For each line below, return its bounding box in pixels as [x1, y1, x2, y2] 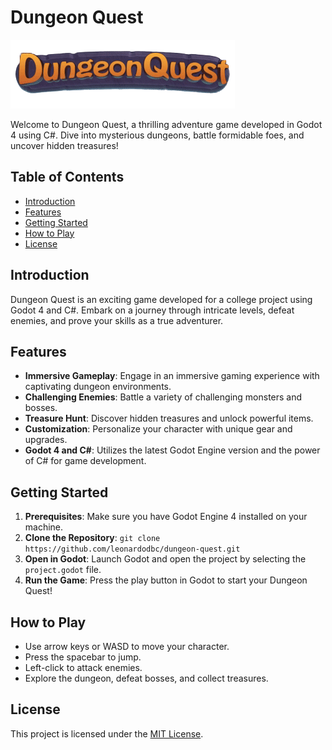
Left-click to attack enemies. [24, 662, 143, 673]
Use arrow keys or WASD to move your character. [24, 641, 230, 652]
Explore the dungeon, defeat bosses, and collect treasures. [24, 672, 269, 684]
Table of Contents [10, 169, 125, 186]
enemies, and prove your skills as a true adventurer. [10, 314, 224, 326]
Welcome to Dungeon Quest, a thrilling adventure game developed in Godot [10, 118, 323, 130]
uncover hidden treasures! [10, 139, 119, 151]
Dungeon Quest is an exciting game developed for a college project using [10, 293, 313, 305]
